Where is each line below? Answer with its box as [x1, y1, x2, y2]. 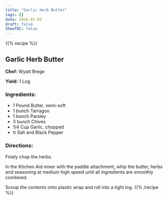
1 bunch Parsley [12, 113, 46, 119]
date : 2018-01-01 [5, 17, 42, 22]
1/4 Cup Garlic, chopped [12, 124, 64, 130]
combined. [5, 174, 28, 180]
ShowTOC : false [5, 26, 38, 31]
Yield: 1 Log [5, 78, 31, 84]
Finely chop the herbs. [5, 153, 52, 160]
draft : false [5, 21, 33, 27]
